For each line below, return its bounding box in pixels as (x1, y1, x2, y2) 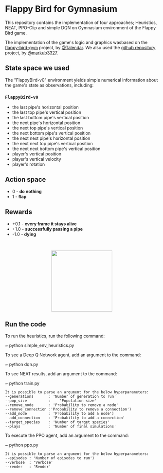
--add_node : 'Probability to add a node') (5, 411, 114, 416)
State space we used (5, 64, 70, 72)
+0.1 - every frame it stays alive (12, 221, 77, 227)
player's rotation (12, 161, 45, 167)
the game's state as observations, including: (5, 82, 94, 88)
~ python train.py (5, 380, 40, 387)
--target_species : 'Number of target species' (5, 420, 110, 425)
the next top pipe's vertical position (12, 125, 83, 131)
